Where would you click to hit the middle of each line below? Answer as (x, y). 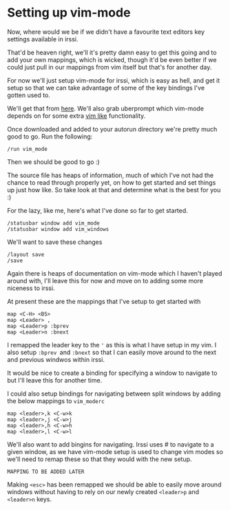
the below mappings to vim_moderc (56, 400)
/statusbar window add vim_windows (58, 229)
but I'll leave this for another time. (55, 380)
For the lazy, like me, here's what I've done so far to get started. (97, 210)
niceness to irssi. (31, 288)
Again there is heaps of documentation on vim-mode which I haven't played (115, 273)
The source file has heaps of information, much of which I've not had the (111, 175)
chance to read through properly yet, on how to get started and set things (112, 182)
